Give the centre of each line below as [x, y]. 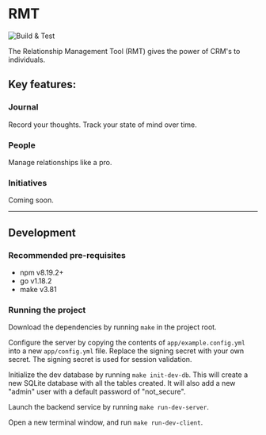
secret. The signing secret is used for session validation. [100, 360]
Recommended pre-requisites [67, 255]
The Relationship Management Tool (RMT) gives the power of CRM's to [124, 51]
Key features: [42, 85]
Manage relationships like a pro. [60, 162]
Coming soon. [31, 200]
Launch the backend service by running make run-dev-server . [109, 407]
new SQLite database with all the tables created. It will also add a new [122, 383]
